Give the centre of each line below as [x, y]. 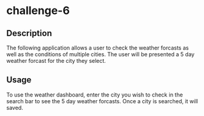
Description [29, 33]
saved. [15, 107]
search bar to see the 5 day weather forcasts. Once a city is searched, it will [102, 101]
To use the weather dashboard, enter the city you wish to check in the [95, 95]
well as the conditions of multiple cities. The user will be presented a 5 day [100, 54]
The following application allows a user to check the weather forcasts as [97, 48]
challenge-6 [38, 11]
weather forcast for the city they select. [56, 61]
